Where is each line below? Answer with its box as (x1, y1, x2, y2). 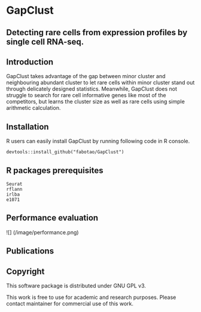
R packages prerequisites (6, 165, 103, 175)
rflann (6, 186, 23, 193)
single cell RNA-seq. (6, 36, 84, 47)
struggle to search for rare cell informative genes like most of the (6, 92, 166, 99)
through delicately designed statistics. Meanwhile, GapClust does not (6, 85, 178, 92)
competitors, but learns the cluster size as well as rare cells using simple (6, 98, 185, 105)
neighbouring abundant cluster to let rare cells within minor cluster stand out (6, 79, 195, 87)
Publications (6, 246, 54, 257)
